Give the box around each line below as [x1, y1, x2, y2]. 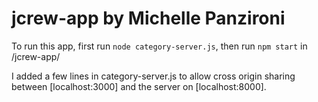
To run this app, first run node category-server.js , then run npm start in [11, 40, 308, 52]
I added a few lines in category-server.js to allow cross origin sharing [11, 70, 296, 82]
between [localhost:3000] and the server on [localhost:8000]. [11, 80, 267, 92]
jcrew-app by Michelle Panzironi [11, 7, 286, 30]
